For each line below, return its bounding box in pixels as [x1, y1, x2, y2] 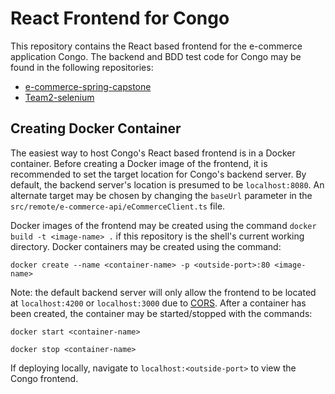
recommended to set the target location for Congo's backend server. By [10, 168, 307, 180]
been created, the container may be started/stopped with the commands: [10, 307, 313, 319]
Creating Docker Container [10, 120, 182, 137]
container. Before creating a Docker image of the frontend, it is [10, 157, 268, 169]
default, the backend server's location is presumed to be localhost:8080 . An [10, 178, 325, 191]
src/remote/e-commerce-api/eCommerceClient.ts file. [10, 200, 226, 212]
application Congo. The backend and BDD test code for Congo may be [10, 50, 302, 62]
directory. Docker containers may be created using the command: [10, 240, 282, 252]
